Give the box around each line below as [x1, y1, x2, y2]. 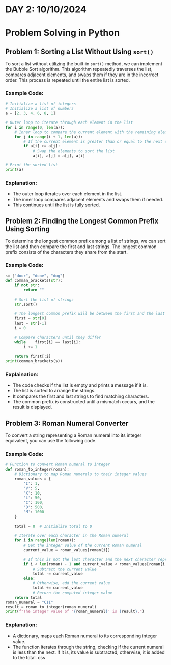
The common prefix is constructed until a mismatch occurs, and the [12, 399, 155, 405]
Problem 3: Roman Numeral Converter [5, 418, 129, 427]
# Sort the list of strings [14, 297, 74, 302]
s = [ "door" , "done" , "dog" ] [5, 273, 65, 279]
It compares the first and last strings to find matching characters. [12, 393, 149, 399]
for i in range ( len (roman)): [14, 538, 76, 543]
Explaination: [5, 371, 39, 378]
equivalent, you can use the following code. [5, 438, 97, 444]
